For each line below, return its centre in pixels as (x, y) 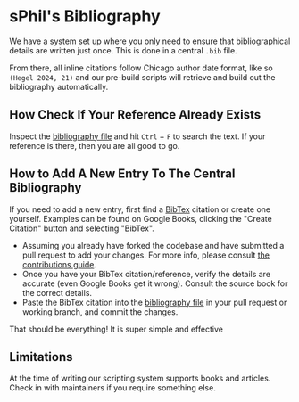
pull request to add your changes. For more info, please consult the (146, 255)
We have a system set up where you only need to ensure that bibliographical (150, 41)
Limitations (41, 357)
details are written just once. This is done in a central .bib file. (124, 50)
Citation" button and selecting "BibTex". (82, 228)
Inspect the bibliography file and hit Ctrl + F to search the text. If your (137, 136)
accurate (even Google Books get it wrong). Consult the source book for (155, 283)
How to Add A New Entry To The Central (122, 174)
